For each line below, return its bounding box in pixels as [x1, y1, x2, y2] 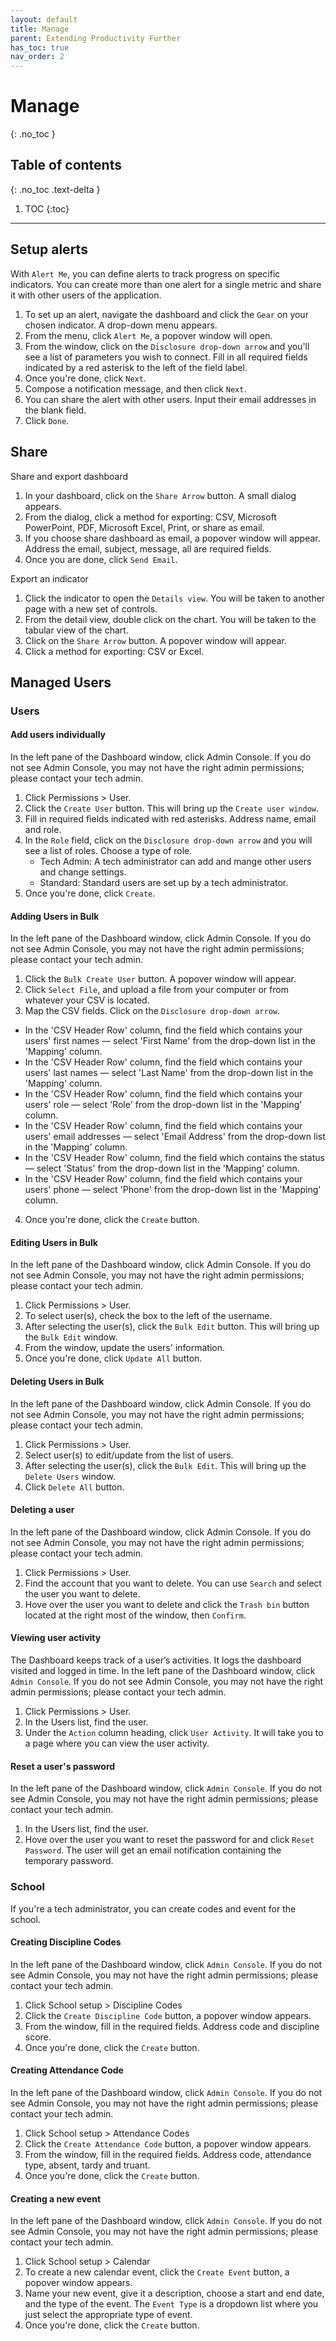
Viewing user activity [10, 1632, 102, 1644]
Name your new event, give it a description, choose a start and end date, [24, 2287, 325, 2300]
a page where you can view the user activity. [24, 1737, 210, 1750]
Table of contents [10, 157, 122, 174]
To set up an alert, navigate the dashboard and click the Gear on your [24, 308, 309, 320]
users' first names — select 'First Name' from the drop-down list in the [24, 1035, 316, 1047]
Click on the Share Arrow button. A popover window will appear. [24, 634, 287, 646]
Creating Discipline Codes [10, 1936, 122, 1948]
